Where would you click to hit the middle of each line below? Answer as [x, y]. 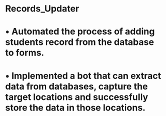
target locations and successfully [77, 97]
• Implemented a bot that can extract [83, 76]
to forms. [25, 53]
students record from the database [80, 42]
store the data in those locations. [75, 107]
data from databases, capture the [77, 86]
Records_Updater [42, 9]
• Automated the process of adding [80, 32]
